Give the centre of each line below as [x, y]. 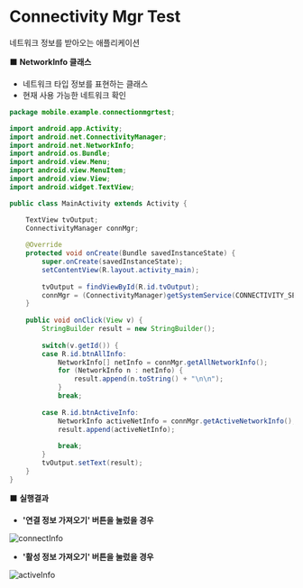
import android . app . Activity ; [66, 128]
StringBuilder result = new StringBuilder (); [129, 329]
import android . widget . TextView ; [72, 187]
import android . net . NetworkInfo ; [72, 145]
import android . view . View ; [60, 179]
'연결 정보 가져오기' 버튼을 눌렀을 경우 [88, 519]
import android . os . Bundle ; [60, 154]
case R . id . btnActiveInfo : [91, 412]
